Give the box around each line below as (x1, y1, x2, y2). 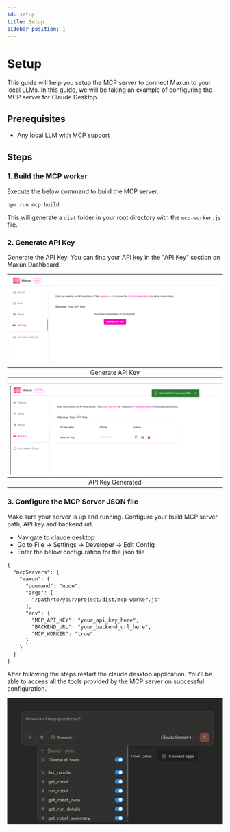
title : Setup (7, 18, 44, 25)
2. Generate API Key (7, 237, 75, 247)
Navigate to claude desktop (16, 533, 95, 541)
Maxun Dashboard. (7, 260, 61, 269)
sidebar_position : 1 (7, 25, 66, 32)
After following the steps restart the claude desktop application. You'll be (7, 670, 213, 678)
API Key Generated (88, 478, 142, 487)
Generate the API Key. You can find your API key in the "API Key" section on (7, 254, 220, 262)
